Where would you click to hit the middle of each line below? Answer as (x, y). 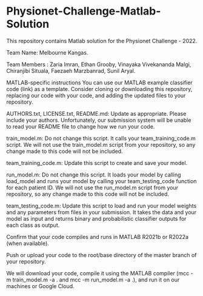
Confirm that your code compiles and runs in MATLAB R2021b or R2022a (98, 237)
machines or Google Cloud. (40, 286)
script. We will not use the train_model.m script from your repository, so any (101, 144)
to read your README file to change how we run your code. (81, 126)
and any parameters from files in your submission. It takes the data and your (101, 212)
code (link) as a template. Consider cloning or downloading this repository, (99, 89)
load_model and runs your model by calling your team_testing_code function (101, 181)
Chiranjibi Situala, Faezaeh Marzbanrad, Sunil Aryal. (71, 70)
